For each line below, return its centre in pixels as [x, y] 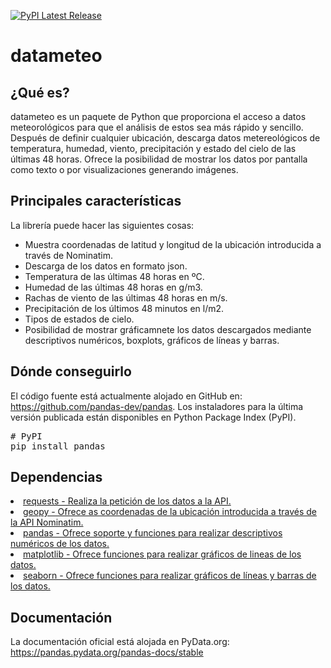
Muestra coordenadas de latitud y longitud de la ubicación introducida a [173, 244]
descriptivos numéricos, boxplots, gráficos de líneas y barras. [152, 340]
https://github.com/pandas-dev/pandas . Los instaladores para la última [157, 406]
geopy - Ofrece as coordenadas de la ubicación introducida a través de [170, 512]
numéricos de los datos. [60, 544]
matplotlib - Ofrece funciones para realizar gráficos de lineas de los [162, 554]
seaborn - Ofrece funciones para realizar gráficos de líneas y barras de [170, 576]
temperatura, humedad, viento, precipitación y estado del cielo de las [153, 148]
